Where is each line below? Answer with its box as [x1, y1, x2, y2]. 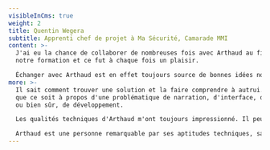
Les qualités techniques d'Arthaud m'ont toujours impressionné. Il [15, 116, 250, 124]
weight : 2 [8, 19, 42, 27]
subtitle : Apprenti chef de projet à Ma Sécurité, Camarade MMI [8, 34, 228, 43]
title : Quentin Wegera [8, 26, 84, 34]
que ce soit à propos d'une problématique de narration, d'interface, [15, 93, 257, 101]
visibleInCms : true [8, 11, 74, 20]
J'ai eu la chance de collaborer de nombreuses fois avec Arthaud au [15, 49, 253, 57]
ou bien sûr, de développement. [15, 101, 125, 109]
